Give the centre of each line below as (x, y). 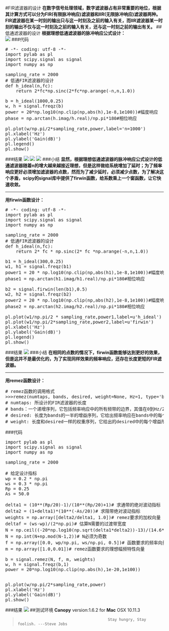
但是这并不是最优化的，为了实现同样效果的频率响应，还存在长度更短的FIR (81, 359)
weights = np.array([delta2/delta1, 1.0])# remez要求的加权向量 (83, 517)
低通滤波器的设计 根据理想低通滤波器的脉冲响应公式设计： (65, 33)
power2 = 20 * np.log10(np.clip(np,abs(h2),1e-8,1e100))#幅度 (82, 300)
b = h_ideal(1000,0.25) (34, 101)
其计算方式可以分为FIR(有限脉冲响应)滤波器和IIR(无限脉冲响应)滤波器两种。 (83, 14)
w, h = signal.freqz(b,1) (37, 564)
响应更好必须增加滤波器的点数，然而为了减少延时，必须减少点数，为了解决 (82, 172)
